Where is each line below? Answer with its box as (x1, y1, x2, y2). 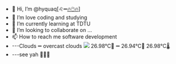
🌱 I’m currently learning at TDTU (11, 20, 91, 27)
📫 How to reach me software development (11, 33, 117, 40)
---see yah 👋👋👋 (11, 51, 50, 58)
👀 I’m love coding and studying (11, 14, 88, 21)
